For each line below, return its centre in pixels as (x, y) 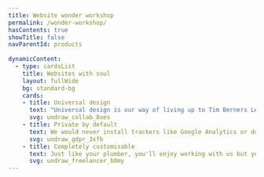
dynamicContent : (35, 60)
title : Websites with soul (66, 74)
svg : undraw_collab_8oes (70, 117)
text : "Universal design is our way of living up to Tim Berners (138, 110)
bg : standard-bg (49, 88)
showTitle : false (37, 37)
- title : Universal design (66, 103)
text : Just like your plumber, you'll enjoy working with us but (138, 154)
